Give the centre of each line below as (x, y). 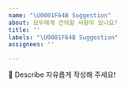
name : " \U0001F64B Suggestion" (60, 15)
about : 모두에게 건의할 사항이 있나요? (63, 23)
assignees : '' (32, 45)
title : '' (25, 30)
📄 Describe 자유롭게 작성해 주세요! (62, 74)
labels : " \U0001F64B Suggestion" (63, 37)
